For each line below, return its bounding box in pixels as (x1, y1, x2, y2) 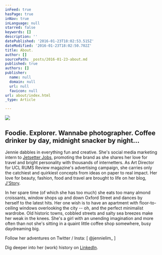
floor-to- (139, 200, 157, 205)
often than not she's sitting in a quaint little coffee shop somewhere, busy (5, 221, 151, 226)
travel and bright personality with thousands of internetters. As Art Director (5, 159, 154, 165)
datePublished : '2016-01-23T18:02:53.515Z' (5, 39, 94, 44)
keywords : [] (5, 30, 31, 34)
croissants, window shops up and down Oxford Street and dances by (5, 195, 143, 201)
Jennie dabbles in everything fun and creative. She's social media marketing (5, 149, 157, 155)
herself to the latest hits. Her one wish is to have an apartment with (5, 200, 139, 205)
